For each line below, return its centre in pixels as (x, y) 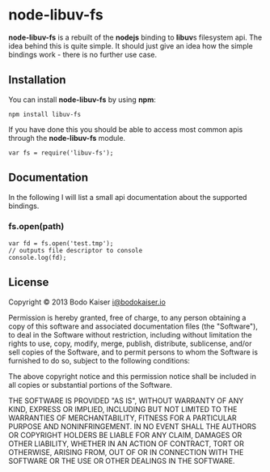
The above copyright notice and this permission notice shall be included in (132, 376)
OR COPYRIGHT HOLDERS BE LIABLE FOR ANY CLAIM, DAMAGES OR (125, 435)
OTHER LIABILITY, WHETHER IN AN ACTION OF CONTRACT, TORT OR (126, 444)
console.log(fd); (38, 257)
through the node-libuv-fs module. (67, 138)
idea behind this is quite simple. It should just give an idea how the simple (131, 45)
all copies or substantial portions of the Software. (90, 385)
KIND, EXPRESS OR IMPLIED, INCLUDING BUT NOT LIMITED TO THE (123, 409)
